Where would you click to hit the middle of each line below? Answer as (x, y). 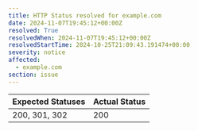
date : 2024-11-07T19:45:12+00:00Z (66, 23)
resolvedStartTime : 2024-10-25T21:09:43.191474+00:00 (99, 45)
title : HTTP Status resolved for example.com (85, 15)
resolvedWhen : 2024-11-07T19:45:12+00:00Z (80, 38)
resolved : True (33, 30)
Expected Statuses (49, 102)
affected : (25, 60)
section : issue (33, 75)
